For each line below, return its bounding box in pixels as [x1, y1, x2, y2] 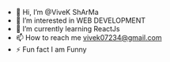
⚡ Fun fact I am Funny [15, 45, 87, 54]
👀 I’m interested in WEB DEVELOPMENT [15, 16, 146, 25]
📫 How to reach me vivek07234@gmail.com [15, 33, 162, 42]
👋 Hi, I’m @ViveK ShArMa [15, 8, 99, 16]
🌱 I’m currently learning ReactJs [15, 24, 120, 33]
